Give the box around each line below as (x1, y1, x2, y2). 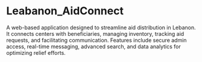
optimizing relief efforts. (6, 49, 66, 56)
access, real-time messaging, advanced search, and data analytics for (6, 43, 181, 50)
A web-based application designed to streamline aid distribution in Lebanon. (6, 24, 196, 31)
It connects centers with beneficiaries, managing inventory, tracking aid (6, 30, 185, 37)
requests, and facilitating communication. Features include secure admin (6, 36, 187, 44)
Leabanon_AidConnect (6, 4, 124, 18)
